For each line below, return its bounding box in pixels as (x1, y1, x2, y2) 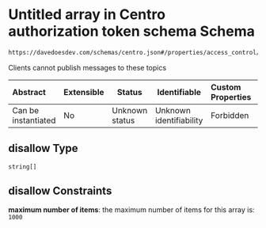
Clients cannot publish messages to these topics (8, 63, 167, 72)
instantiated (12, 115, 56, 126)
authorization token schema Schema (8, 22, 256, 40)
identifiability (154, 115, 203, 126)
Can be (12, 104, 40, 116)
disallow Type (8, 142, 78, 155)
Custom (211, 82, 241, 93)
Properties (211, 91, 252, 102)
